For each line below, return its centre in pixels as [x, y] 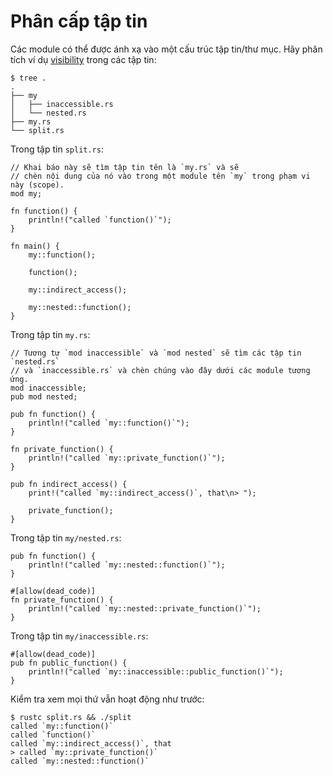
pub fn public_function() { [69, 663]
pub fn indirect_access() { [69, 484]
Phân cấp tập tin [79, 21]
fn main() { [35, 246]
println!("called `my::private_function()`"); [127, 458]
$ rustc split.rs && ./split [71, 717]
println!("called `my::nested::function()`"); [127, 565]
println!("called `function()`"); [100, 220]
